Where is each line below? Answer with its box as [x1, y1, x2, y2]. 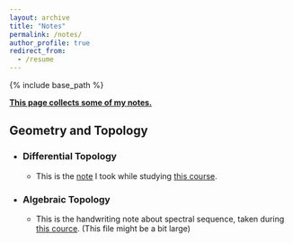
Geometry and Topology [9, 123, 148, 139]
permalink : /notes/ [9, 30, 83, 39]
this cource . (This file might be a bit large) [35, 222, 191, 234]
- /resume [17, 55, 54, 64]
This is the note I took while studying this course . [35, 170, 218, 181]
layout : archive [9, 13, 70, 22]
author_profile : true [9, 38, 91, 48]
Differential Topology [22, 150, 117, 163]
